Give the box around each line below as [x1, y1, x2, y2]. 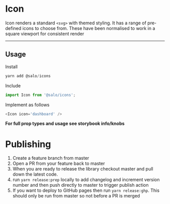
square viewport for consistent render [5, 30, 84, 37]
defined [5, 25, 22, 31]
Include [5, 82, 21, 89]
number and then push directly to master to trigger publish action [12, 182, 149, 188]
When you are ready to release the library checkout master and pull [12, 166, 153, 172]
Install [5, 63, 18, 70]
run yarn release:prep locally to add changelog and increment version [12, 177, 160, 183]
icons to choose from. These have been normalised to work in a [22, 25, 155, 31]
